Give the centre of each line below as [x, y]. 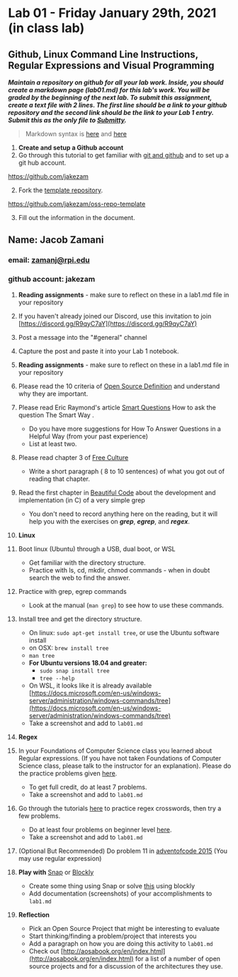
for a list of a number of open [178, 959]
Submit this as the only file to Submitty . [67, 120]
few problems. [39, 816]
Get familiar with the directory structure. [87, 563]
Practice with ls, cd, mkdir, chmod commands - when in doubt [119, 570]
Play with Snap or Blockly [56, 872]
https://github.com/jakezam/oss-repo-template [77, 204]
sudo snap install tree [74, 671]
